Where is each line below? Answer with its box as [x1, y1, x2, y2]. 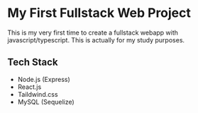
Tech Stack [7, 56, 58, 69]
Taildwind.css [17, 90, 58, 98]
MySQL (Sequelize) [17, 97, 75, 106]
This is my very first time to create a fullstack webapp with [7, 28, 179, 37]
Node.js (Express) [17, 75, 71, 83]
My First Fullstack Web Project [7, 5, 192, 21]
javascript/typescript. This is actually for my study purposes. [7, 35, 185, 44]
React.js [17, 83, 42, 91]
